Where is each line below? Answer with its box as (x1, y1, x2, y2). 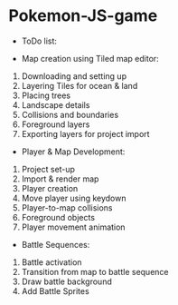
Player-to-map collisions (21, 202, 114, 213)
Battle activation (21, 256, 82, 268)
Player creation (21, 182, 79, 193)
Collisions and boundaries (21, 109, 119, 120)
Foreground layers (21, 119, 90, 130)
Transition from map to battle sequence (21, 266, 169, 277)
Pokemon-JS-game (8, 5, 158, 26)
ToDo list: (21, 35, 58, 46)
